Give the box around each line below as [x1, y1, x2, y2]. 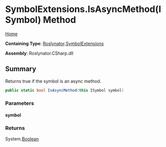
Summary [5, 65, 36, 73]
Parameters [5, 99, 34, 106]
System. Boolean [5, 136, 39, 142]
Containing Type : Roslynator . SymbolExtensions [5, 40, 104, 46]
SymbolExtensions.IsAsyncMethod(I [5, 4, 161, 15]
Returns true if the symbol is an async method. [5, 78, 101, 84]
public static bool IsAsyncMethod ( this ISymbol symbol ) [5, 88, 124, 93]
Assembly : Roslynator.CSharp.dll [5, 50, 73, 56]
